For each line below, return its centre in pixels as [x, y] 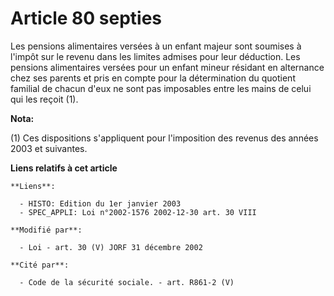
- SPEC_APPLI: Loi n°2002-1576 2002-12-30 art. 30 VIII [138, 212]
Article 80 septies [86, 18]
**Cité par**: [40, 265]
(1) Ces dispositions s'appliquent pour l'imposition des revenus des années [164, 138]
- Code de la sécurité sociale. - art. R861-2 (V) [127, 282]
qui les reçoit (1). [44, 99]
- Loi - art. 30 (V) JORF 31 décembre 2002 [111, 247]
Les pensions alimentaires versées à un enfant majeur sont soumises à [156, 46]
